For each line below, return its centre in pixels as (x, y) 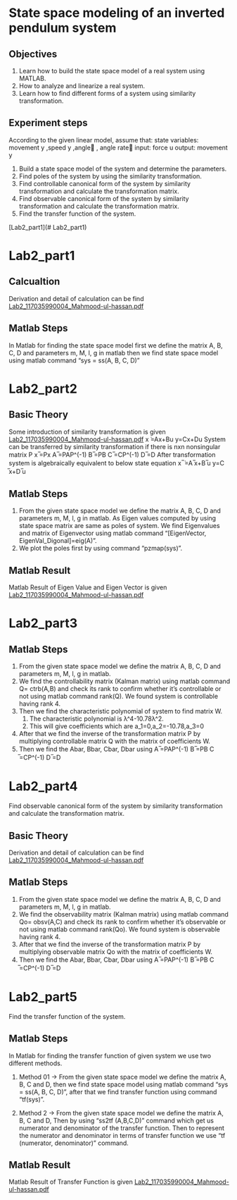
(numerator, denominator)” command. (74, 1143)
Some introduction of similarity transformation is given (87, 431)
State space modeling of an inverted (117, 13)
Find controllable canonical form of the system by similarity (105, 183)
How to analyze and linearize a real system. (82, 86)
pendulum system (63, 28)
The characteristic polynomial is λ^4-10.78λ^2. (97, 719)
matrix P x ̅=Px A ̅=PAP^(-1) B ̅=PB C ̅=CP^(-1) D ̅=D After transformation (112, 454)
